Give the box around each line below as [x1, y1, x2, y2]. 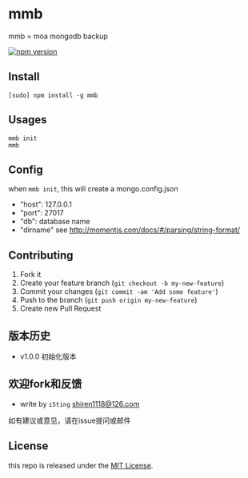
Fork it [19, 270, 42, 279]
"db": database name [19, 217, 90, 227]
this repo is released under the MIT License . [8, 460, 154, 470]
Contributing [8, 248, 74, 262]
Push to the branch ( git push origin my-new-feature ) [19, 295, 198, 305]
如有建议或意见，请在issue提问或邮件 [8, 416, 131, 425]
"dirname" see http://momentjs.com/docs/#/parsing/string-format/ [19, 225, 241, 235]
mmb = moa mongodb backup [8, 31, 108, 41]
